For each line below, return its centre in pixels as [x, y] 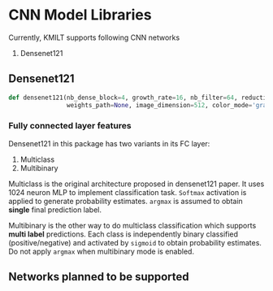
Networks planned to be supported [99, 277]
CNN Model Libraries [80, 15]
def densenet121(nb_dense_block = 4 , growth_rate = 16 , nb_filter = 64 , [123, 98]
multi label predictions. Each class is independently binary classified [123, 234]
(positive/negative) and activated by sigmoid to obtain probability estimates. [135, 242]
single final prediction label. [55, 210]
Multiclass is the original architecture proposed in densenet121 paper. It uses [136, 184]
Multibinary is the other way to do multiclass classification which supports [132, 225]
